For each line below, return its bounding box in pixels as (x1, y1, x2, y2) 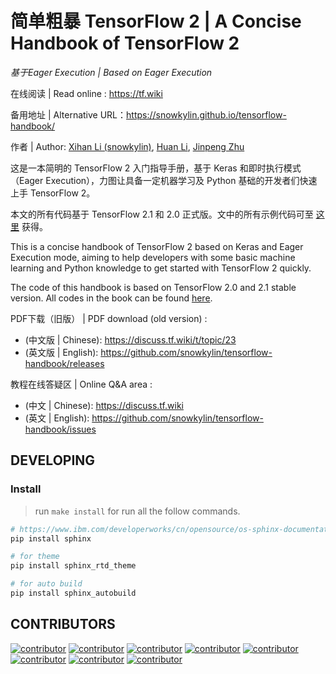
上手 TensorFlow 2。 (10, 187, 96, 199)
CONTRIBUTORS (10, 616, 116, 633)
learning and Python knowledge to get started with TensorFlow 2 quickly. (10, 262, 312, 274)
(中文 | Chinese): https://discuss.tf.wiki (24, 399, 184, 411)
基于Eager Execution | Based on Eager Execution (10, 66, 213, 78)
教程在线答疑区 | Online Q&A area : (10, 378, 153, 390)
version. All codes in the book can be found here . (10, 292, 213, 304)
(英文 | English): (24, 412, 90, 424)
